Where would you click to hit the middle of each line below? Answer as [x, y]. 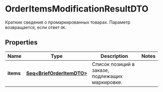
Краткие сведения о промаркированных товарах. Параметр [68, 22]
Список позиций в [113, 64]
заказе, [100, 70]
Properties [21, 43]
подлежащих [107, 76]
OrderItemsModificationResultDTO [77, 9]
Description [114, 56]
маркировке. [107, 82]
